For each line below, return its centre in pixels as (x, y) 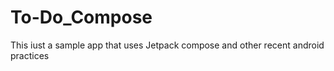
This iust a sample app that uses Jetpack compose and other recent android (167, 45)
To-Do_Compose (81, 17)
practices (30, 55)
